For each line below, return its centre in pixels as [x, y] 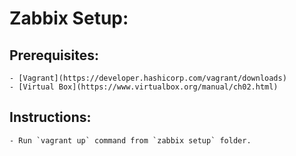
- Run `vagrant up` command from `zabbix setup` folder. [130, 140]
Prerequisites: [54, 55]
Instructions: [50, 117]
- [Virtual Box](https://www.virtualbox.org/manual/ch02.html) [144, 87]
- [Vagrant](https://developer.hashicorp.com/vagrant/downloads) [148, 78]
